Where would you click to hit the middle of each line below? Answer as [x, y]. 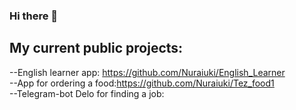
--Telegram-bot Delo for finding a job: [87, 93]
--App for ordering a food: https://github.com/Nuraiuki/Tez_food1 [142, 83]
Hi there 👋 [34, 16]
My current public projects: [96, 48]
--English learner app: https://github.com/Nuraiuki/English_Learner [147, 72]
